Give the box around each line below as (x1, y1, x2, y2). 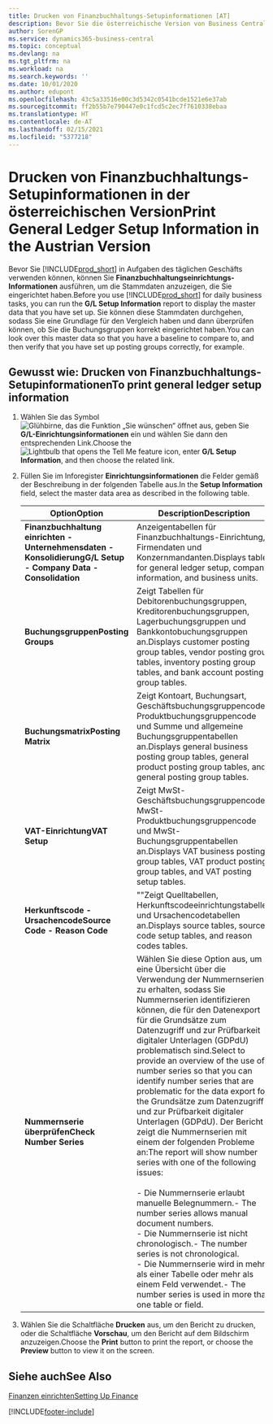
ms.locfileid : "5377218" (8, 133, 93, 141)
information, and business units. (136, 573, 258, 584)
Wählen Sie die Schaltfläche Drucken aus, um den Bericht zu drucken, (19, 1320, 256, 1330)
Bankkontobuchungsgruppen (136, 626, 248, 638)
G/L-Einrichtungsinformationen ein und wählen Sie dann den (19, 429, 227, 439)
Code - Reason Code (24, 925, 108, 936)
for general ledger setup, (136, 562, 232, 573)
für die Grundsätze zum (136, 1014, 227, 1026)
